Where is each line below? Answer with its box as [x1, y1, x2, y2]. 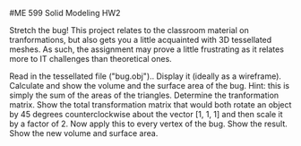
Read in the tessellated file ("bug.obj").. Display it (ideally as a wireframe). [9, 71, 282, 82]
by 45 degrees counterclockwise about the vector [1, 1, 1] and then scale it [9, 109, 284, 119]
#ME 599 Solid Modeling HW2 [9, 8, 121, 18]
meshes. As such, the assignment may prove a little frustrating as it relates [9, 44, 285, 55]
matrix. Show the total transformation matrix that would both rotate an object [9, 99, 292, 110]
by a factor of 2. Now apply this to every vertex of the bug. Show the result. [9, 118, 288, 129]
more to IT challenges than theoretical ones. [9, 54, 172, 64]
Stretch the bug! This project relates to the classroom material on [9, 25, 249, 35]
